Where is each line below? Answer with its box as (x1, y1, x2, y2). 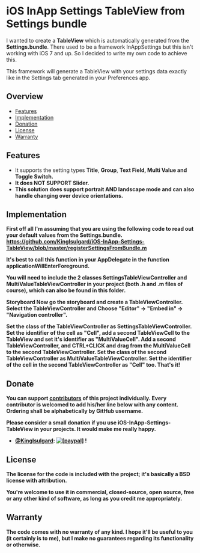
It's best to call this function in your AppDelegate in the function (6, 256, 169, 263)
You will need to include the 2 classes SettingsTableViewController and (6, 274, 187, 281)
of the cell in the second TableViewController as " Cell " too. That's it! (6, 361, 181, 368)
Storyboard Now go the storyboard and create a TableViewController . (6, 299, 183, 306)
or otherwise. (6, 541, 41, 548)
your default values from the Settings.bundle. (6, 231, 123, 239)
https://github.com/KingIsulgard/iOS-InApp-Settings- (6, 238, 145, 245)
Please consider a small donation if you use (6, 419, 117, 426)
